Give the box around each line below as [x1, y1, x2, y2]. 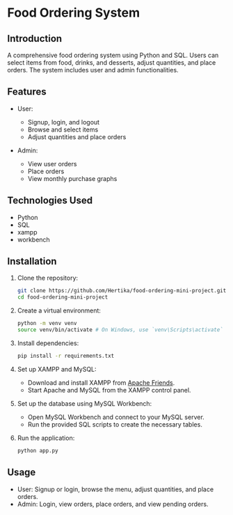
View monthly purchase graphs [27, 174, 118, 182]
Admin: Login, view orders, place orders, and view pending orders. [17, 500, 209, 508]
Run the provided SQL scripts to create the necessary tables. [27, 420, 203, 429]
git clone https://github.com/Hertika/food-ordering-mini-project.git [17, 287, 227, 294]
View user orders [27, 159, 77, 168]
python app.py [17, 447, 58, 454]
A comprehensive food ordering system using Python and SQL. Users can [7, 51, 219, 59]
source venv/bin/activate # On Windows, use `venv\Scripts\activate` [17, 326, 224, 333]
